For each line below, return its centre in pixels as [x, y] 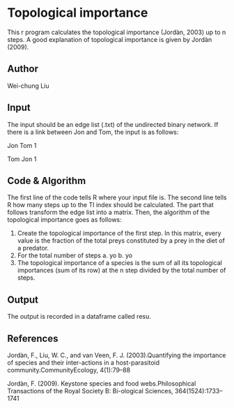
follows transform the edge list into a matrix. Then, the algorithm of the [109, 212]
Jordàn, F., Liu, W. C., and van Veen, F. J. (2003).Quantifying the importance [117, 355]
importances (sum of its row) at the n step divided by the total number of [122, 271]
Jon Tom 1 [22, 145]
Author [23, 69]
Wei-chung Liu [29, 86]
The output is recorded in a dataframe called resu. [79, 317]
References [33, 339]
